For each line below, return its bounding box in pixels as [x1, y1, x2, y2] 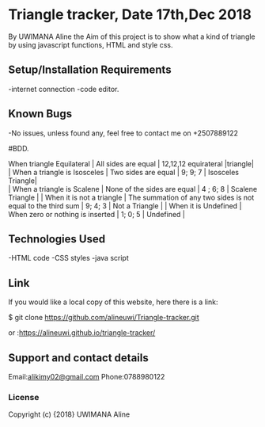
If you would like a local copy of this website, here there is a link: [8, 297, 218, 307]
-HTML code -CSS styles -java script [8, 254, 129, 263]
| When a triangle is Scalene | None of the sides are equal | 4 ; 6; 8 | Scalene [8, 184, 258, 193]
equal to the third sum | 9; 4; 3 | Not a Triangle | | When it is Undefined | [8, 200, 242, 211]
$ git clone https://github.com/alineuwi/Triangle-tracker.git [8, 313, 199, 322]
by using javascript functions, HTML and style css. [8, 40, 173, 49]
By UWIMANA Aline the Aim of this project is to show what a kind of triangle [8, 32, 256, 41]
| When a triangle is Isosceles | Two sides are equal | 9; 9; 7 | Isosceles [8, 167, 240, 177]
